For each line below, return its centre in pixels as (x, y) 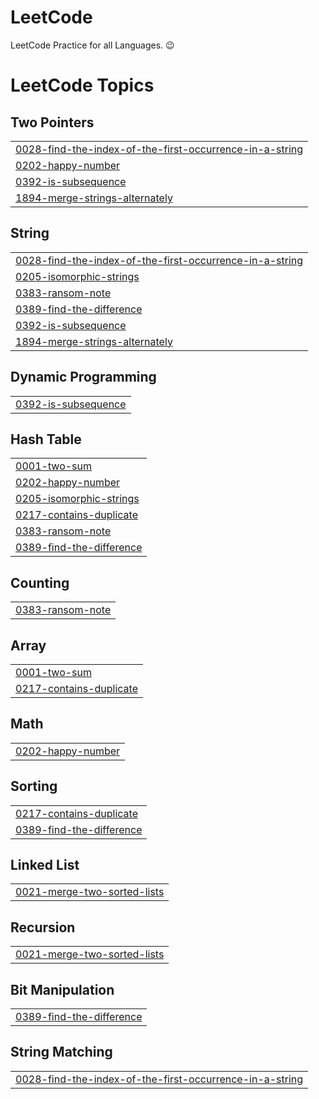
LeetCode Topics (82, 85)
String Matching (61, 1052)
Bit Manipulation (62, 989)
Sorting (34, 786)
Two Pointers (52, 122)
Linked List (45, 865)
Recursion (43, 927)
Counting (40, 582)
